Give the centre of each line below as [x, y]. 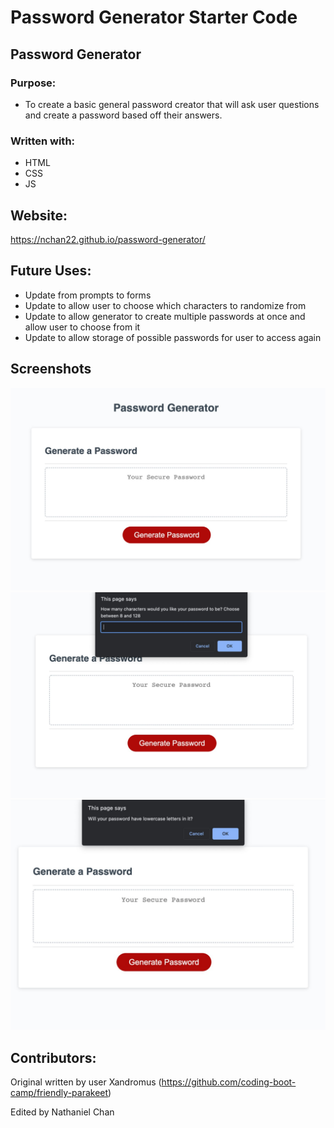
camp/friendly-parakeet [59, 1093]
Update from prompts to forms [88, 295]
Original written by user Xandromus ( [86, 1082]
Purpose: [33, 83]
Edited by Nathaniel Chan [62, 1112]
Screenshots [51, 369]
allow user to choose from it [82, 327]
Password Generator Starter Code [154, 17]
